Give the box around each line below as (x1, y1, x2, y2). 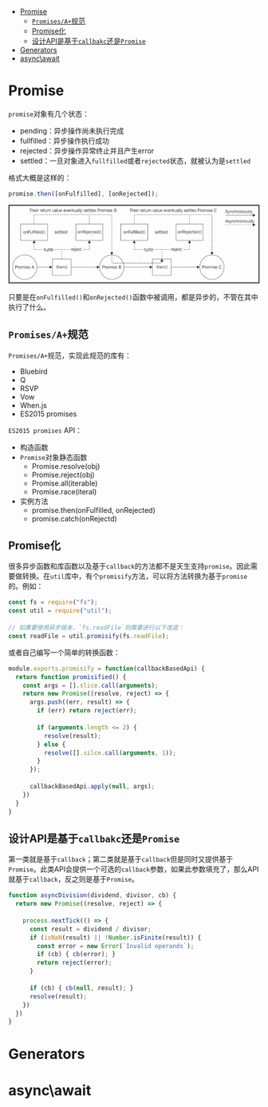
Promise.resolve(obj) (31, 461, 100, 470)
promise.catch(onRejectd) (31, 514, 117, 523)
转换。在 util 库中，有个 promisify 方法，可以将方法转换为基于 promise (22, 571, 248, 581)
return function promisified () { (15, 673, 127, 681)
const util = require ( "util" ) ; (8, 607, 112, 615)
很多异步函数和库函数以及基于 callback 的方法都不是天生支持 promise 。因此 (8, 561, 251, 571)
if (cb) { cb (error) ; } (37, 950, 116, 958)
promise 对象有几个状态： (8, 109, 90, 118)
